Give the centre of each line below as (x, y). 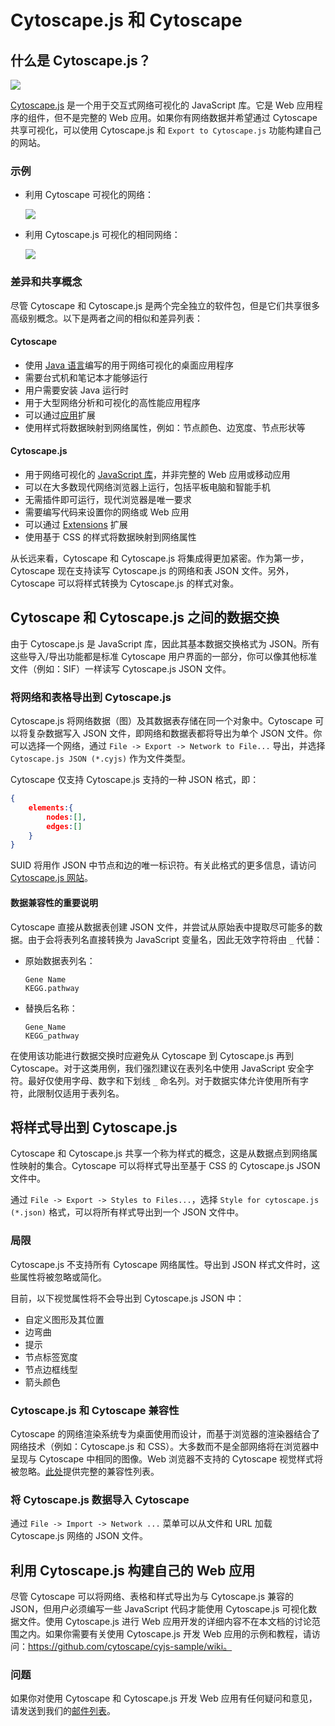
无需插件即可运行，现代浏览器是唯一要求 (108, 499)
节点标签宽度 (51, 1357)
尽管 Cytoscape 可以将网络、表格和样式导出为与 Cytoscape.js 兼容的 (152, 1597)
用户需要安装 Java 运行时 (76, 390)
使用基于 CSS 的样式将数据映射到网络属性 (110, 537)
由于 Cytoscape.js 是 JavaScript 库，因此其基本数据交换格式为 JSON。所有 (165, 643)
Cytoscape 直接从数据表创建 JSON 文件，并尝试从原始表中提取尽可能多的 (162, 927)
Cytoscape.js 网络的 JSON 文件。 (79, 1536)
